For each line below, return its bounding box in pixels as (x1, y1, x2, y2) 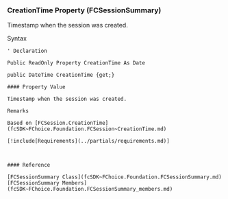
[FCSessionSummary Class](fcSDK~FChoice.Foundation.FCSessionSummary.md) (7, 174, 223, 180)
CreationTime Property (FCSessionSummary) (7, 5, 162, 15)
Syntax (7, 34, 27, 43)
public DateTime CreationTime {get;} (7, 71, 115, 79)
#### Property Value (7, 84, 66, 91)
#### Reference (7, 162, 51, 169)
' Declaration (7, 47, 48, 55)
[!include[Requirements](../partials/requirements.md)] (7, 138, 170, 145)
